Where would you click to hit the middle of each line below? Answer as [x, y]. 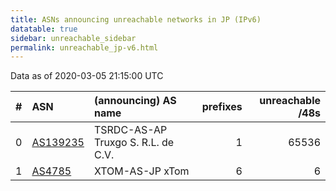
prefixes [222, 107]
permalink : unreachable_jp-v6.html [84, 47]
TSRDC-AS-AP [130, 130]
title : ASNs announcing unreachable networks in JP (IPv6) [136, 19]
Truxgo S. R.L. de [134, 143]
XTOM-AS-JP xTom [141, 171]
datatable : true [44, 29]
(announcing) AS [135, 101]
